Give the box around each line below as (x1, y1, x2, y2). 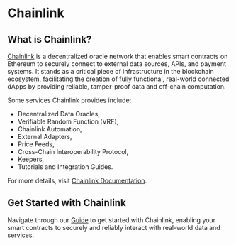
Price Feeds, (17, 140, 55, 148)
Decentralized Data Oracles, (17, 110, 101, 118)
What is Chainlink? (7, 33, 92, 45)
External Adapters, (17, 133, 72, 141)
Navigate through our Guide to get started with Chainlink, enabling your (7, 215, 216, 224)
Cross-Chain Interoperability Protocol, (17, 148, 129, 156)
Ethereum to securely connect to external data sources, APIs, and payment (7, 60, 227, 68)
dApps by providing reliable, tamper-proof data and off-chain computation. (7, 82, 226, 90)
